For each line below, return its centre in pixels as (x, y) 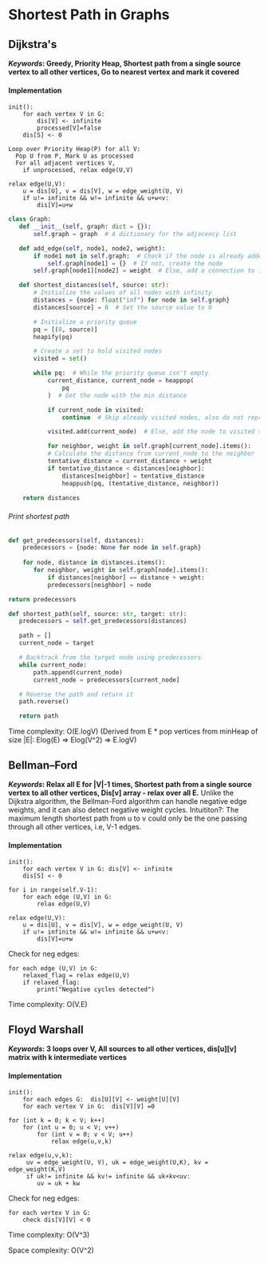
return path (39, 716)
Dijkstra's (33, 44)
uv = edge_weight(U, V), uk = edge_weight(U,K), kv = (117, 1163)
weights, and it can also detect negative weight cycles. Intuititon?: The (124, 809)
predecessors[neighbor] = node (99, 585)
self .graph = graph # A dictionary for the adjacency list (135, 234)
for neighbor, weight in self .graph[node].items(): (121, 570)
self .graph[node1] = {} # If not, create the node (135, 263)
